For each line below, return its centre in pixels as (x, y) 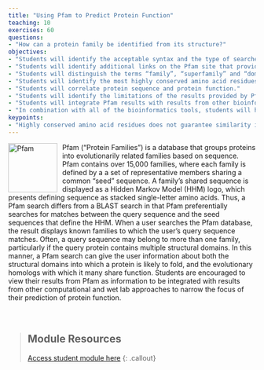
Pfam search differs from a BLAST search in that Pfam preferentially (118, 206)
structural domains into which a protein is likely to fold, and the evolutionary (130, 264)
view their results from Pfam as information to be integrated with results (124, 280)
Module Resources (74, 339)
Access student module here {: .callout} (92, 357)
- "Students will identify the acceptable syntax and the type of (119, 60)
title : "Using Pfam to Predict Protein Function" (91, 15)
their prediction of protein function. (65, 297)
